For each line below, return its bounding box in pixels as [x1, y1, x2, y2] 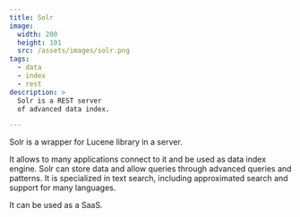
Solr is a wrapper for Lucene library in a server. [9, 137, 184, 147]
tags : [9, 54, 30, 63]
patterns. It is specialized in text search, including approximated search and [9, 173, 288, 184]
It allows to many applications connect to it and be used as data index [9, 154, 267, 165]
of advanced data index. [17, 104, 110, 113]
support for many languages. [9, 182, 116, 193]
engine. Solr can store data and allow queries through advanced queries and [9, 163, 292, 174]
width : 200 [17, 29, 58, 38]
